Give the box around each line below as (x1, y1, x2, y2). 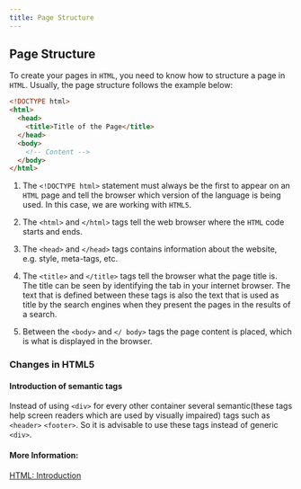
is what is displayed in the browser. (22, 336, 153, 347)
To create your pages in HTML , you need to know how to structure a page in (9, 70, 286, 81)
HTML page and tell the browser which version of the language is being (22, 190, 281, 200)
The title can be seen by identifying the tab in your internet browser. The (22, 280, 291, 291)
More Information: (9, 450, 79, 461)
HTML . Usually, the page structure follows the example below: (9, 80, 234, 91)
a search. (22, 309, 58, 320)
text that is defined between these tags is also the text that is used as (22, 289, 279, 301)
